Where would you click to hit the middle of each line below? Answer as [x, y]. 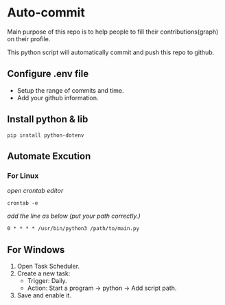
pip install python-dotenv [46, 135]
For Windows [36, 250]
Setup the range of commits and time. [71, 90]
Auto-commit [46, 13]
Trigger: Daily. [47, 281]
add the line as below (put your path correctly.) [74, 216]
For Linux [23, 175]
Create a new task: [44, 273]
